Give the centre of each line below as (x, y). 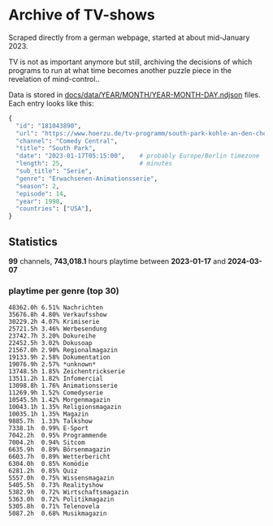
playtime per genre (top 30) (64, 291)
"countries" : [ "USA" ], (54, 209)
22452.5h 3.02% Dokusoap (50, 343)
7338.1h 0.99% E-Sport (49, 429)
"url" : (27, 133)
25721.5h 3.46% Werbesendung (58, 329)
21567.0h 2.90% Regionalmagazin (63, 351)
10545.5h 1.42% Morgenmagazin (60, 400)
